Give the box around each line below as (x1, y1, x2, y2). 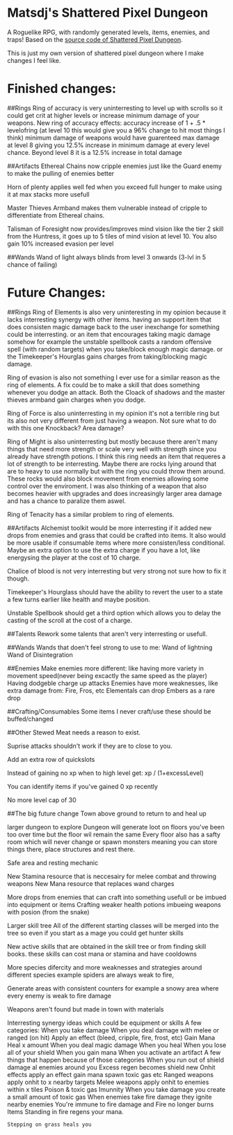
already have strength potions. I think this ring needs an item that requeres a (7, 452, 226, 460)
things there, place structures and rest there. (7, 845, 136, 853)
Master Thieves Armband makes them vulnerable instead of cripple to (7, 204, 207, 212)
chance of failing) (7, 260, 58, 269)
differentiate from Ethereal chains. (7, 211, 105, 219)
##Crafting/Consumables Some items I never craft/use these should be (7, 707, 211, 716)
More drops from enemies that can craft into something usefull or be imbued (7, 893, 227, 901)
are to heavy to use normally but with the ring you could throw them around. (7, 467, 225, 475)
